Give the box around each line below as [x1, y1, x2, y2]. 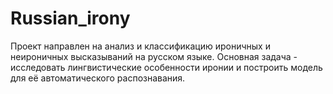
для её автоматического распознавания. [10, 72, 186, 84]
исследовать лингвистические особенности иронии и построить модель [10, 61, 323, 73]
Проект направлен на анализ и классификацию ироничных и [10, 40, 271, 52]
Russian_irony [10, 7, 131, 30]
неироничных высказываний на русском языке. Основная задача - [10, 50, 298, 62]
